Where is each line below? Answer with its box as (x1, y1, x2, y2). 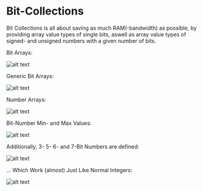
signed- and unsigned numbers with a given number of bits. (6, 37, 156, 44)
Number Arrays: (6, 96, 47, 103)
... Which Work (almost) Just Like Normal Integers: (6, 166, 132, 173)
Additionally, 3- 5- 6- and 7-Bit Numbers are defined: (6, 142, 140, 150)
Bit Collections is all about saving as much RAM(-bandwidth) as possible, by (6, 24, 197, 32)
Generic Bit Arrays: (6, 72, 54, 79)
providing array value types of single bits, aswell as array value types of (6, 30, 187, 38)
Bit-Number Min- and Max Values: (6, 119, 92, 127)
